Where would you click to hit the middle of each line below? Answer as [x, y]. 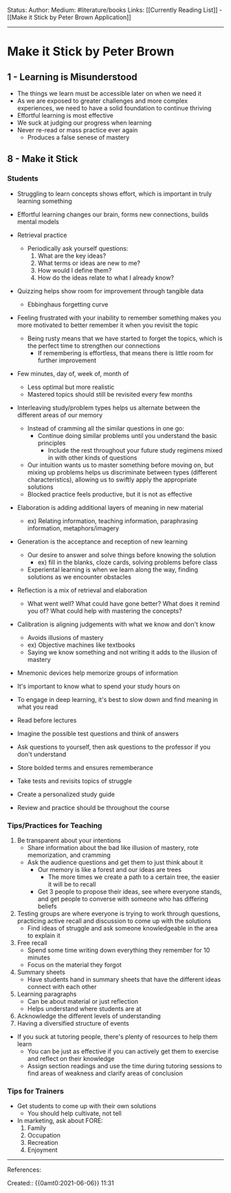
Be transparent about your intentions [69, 840]
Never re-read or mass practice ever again [77, 130]
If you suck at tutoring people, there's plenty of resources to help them [117, 1037]
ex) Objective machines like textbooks [81, 645]
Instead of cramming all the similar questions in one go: [106, 428]
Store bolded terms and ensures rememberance [85, 767]
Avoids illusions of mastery [65, 637]
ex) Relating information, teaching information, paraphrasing [112, 521]
